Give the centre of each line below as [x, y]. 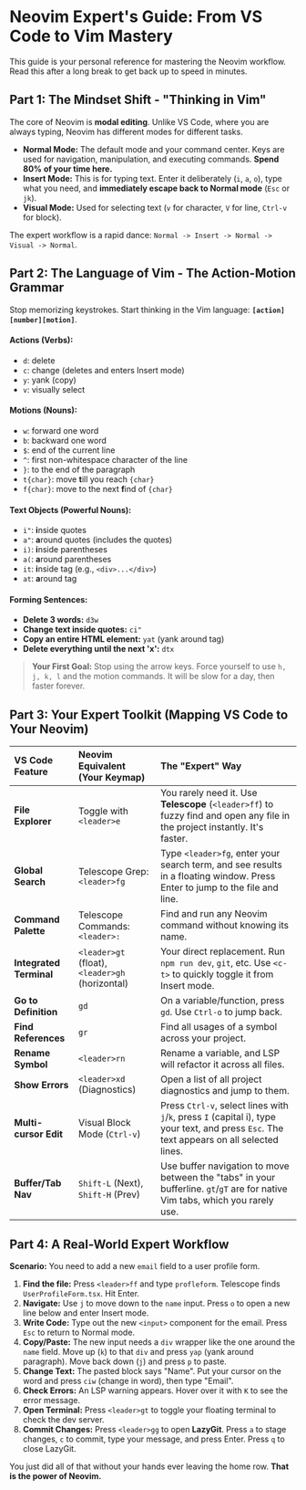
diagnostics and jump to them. [225, 1091]
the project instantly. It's [212, 827]
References [40, 1038]
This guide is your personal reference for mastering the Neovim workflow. [148, 61]
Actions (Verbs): [41, 341]
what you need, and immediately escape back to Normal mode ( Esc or [156, 188]
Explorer [33, 822]
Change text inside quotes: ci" [82, 630]
